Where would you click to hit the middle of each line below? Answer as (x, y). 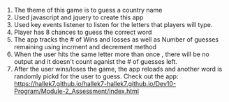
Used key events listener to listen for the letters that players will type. (113, 25)
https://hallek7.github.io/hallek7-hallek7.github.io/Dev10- (95, 84)
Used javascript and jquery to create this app (79, 17)
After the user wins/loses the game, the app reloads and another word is (118, 69)
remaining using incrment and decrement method (85, 47)
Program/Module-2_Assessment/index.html (76, 91)
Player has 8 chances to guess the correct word (83, 32)
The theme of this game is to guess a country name (88, 10)
